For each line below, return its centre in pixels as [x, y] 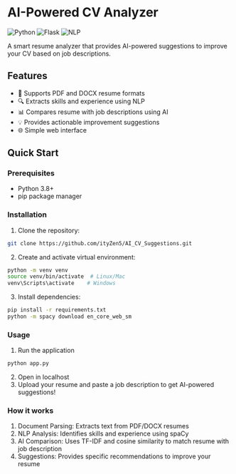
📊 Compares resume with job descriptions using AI [93, 112]
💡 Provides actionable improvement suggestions [88, 122]
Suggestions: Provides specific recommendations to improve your [114, 456]
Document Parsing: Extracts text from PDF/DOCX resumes [103, 426]
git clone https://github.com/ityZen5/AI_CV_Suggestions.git [100, 243]
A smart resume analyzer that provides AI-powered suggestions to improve [117, 46]
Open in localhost [43, 377]
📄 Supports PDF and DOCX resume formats [81, 93]
